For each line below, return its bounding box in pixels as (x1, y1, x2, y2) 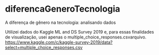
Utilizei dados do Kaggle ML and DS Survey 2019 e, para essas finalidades (5, 29, 154, 35)
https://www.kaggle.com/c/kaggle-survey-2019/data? (5, 39, 113, 45)
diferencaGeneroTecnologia (5, 3, 121, 15)
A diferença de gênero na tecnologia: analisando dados (5, 19, 116, 25)
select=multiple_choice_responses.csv (5, 44, 83, 50)
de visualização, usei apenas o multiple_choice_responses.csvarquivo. (5, 34, 147, 40)
